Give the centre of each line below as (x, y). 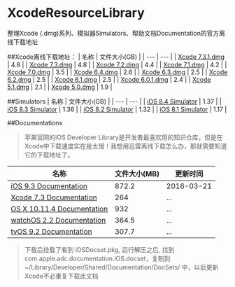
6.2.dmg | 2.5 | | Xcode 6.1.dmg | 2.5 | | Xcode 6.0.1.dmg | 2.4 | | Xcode (109, 79)
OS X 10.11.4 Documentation (59, 209)
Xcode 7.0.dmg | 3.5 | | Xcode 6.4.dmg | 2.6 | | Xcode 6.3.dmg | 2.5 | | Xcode (117, 72)
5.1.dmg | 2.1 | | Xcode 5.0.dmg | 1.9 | (60, 87)
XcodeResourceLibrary (76, 13)
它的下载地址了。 (49, 155)
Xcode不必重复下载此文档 (62, 276)
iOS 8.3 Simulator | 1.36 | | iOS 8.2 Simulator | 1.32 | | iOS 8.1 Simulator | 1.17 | (117, 109)
